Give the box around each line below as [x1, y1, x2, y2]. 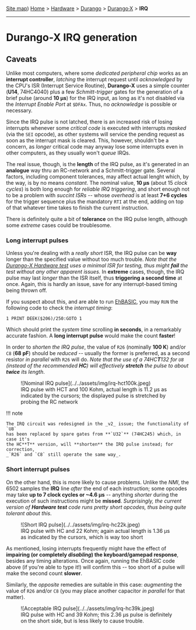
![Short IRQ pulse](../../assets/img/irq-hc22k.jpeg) [20, 521, 141, 528]
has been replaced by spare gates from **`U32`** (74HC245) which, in [6, 431, 181, 438]
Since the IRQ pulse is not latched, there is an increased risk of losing [6, 118, 173, 125]
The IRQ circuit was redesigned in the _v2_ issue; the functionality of [6, 421, 190, 427]
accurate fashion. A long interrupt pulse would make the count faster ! [6, 332, 176, 339]
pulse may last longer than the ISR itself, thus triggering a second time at [6, 274, 183, 281]
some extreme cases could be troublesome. [6, 222, 112, 229]
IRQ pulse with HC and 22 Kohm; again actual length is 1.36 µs [20, 527, 170, 534]
